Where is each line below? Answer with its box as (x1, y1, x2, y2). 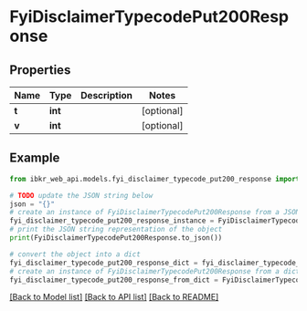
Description (80, 89, 132, 101)
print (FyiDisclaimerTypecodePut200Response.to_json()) (9, 233, 223, 243)
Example (9, 150, 60, 166)
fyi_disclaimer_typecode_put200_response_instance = (9, 216, 215, 225)
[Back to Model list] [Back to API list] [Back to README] (9, 292, 219, 303)
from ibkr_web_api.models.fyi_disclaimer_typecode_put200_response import (9, 174, 301, 183)
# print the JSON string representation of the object (9, 225, 223, 234)
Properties (9, 62, 71, 78)
